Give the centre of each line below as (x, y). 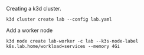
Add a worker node (30, 30)
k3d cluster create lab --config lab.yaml (59, 20)
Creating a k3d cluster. (34, 9)
